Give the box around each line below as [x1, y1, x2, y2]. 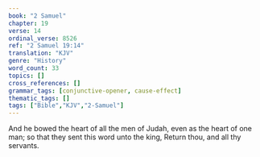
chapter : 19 [8, 19, 48, 27]
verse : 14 [8, 27, 42, 35]
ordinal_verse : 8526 [8, 34, 78, 43]
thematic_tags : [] [8, 94, 70, 102]
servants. [8, 141, 39, 151]
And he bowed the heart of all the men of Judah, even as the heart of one [8, 124, 252, 134]
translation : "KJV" [8, 49, 74, 57]
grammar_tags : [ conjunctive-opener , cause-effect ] [8, 86, 182, 95]
